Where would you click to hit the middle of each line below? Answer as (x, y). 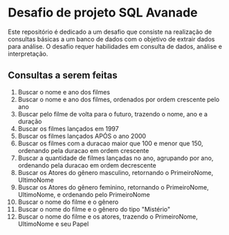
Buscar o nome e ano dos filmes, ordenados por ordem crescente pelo (119, 99)
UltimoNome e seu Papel (53, 224)
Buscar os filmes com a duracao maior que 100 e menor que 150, (110, 143)
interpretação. (28, 54)
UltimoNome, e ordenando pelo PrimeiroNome (84, 194)
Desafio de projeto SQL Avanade (103, 13)
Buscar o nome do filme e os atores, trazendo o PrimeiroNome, (108, 216)
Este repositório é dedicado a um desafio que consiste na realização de (110, 32)
